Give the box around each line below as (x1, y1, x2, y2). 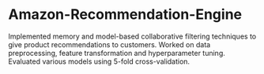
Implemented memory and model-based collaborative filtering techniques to (8, 31, 257, 41)
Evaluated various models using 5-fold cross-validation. (8, 57, 190, 66)
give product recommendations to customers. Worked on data (8, 39, 211, 49)
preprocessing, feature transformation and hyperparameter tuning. (8, 48, 225, 57)
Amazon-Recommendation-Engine (8, 6, 243, 24)
